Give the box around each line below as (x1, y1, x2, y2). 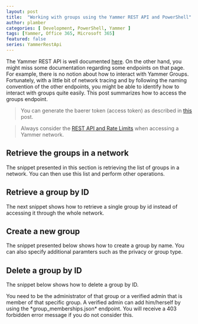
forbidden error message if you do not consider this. (6, 312, 134, 319)
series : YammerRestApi (6, 42, 62, 48)
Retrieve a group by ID (6, 187, 90, 197)
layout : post (6, 8, 38, 15)
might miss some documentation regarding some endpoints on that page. (6, 64, 185, 71)
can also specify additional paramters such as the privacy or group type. (6, 248, 183, 255)
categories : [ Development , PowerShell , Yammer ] (6, 25, 131, 31)
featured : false (6, 36, 46, 42)
